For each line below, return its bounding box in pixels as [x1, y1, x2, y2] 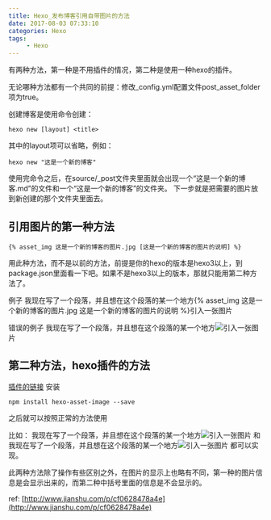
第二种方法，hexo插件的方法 [8, 359, 151, 372]
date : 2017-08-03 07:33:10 [8, 19, 99, 27]
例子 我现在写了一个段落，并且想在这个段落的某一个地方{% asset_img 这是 [8, 296, 256, 305]
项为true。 [8, 92, 44, 102]
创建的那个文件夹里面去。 [22, 194, 107, 203]
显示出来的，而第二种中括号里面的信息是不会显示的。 [29, 477, 206, 487]
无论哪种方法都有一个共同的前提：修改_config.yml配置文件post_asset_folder [8, 82, 261, 92]
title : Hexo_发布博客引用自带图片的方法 [8, 11, 131, 20]
